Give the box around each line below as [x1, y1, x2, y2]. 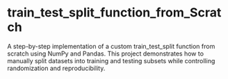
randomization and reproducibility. [7, 64, 106, 72]
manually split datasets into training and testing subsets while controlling [7, 56, 215, 65]
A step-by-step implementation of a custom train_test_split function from [7, 42, 215, 50]
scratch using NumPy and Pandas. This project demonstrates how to [7, 49, 204, 58]
